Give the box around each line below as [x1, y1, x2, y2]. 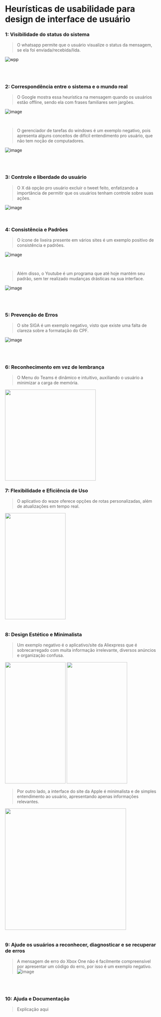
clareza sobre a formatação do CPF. [16, 328, 89, 334]
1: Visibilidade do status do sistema [5, 31, 90, 38]
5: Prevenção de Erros [5, 312, 58, 319]
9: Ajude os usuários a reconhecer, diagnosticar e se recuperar [5, 941, 156, 948]
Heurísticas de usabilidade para [5, 3, 135, 15]
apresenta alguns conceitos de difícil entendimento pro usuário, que [16, 133, 153, 139]
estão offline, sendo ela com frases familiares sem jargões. [16, 100, 134, 105]
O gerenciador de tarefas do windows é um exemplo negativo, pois [16, 128, 151, 134]
